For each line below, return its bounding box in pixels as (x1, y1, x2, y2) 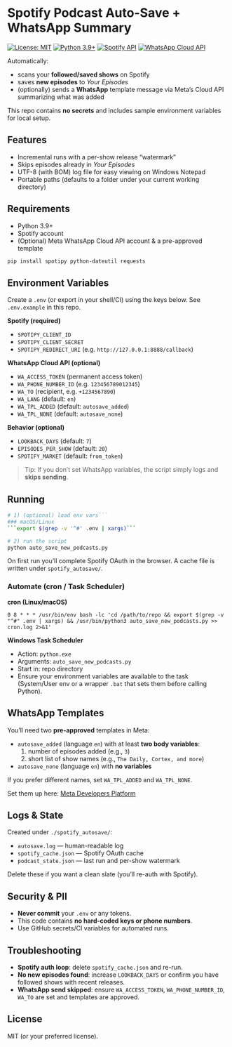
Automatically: (7, 56, 49, 65)
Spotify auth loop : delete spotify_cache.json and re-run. (17, 963, 184, 971)
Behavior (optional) (7, 423, 65, 432)
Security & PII (7, 890, 68, 902)
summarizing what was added (17, 93, 105, 101)
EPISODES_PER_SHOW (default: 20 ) (17, 445, 107, 453)
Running (7, 493, 46, 505)
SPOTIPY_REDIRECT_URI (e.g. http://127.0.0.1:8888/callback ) (17, 345, 194, 354)
